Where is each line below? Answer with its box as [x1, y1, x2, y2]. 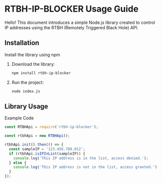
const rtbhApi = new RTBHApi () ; [4, 133, 70, 138]
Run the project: [11, 79, 44, 85]
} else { [9, 160, 27, 165]
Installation [4, 39, 39, 47]
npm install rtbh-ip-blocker [11, 71, 71, 75]
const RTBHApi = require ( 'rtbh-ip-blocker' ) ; [4, 125, 98, 129]
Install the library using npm [4, 52, 60, 57]
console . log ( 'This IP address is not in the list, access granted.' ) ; [13, 165, 160, 170]
